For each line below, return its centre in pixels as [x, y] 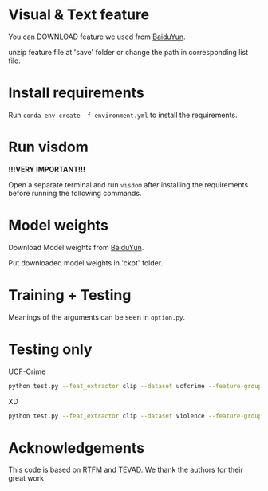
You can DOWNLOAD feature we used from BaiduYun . [97, 37]
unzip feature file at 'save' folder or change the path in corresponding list [128, 52]
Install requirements [77, 93]
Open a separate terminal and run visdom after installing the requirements [128, 184]
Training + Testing [70, 295]
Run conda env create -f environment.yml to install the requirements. [123, 115]
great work [26, 478]
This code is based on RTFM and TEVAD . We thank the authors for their [126, 470]
